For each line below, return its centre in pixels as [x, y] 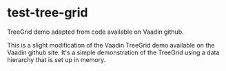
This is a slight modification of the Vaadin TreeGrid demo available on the [111, 45]
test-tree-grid [48, 13]
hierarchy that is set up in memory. [56, 59]
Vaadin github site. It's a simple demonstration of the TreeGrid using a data [113, 52]
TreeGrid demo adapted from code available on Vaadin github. [95, 32]
